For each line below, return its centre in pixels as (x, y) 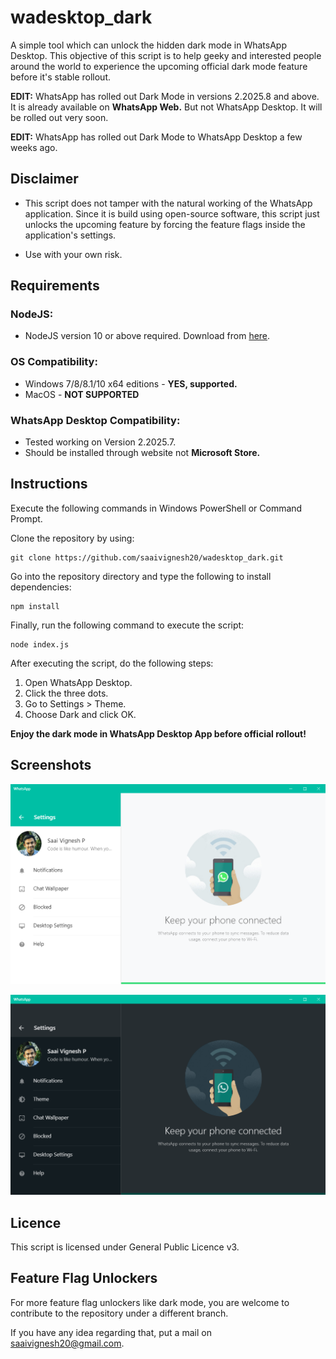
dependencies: (41, 587)
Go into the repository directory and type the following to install (141, 576)
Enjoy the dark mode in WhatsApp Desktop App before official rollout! (158, 733)
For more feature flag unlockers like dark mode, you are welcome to (150, 1302)
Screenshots (51, 765)
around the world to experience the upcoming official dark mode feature (159, 66)
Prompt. (26, 518)
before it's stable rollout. (60, 77)
